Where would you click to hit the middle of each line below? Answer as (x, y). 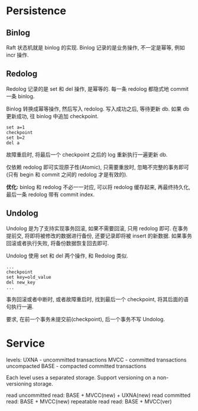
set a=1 (16, 127)
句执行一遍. (20, 306)
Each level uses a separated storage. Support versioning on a (81, 377)
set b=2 (16, 138)
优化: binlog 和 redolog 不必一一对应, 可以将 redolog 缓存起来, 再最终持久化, (98, 187)
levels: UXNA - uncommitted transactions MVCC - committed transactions (96, 360)
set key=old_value (29, 277)
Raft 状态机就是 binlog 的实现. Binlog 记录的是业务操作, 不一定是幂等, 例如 (95, 48)
